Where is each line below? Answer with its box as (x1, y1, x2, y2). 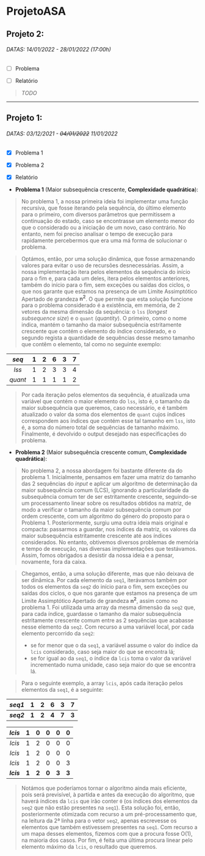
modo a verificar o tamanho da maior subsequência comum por (21, 506, 182, 513)
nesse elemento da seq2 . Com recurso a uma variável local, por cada (21, 623, 194, 631)
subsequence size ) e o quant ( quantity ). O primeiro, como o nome (21, 314, 187, 322)
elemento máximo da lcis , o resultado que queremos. (21, 843, 157, 850)
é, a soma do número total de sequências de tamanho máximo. (21, 424, 180, 431)
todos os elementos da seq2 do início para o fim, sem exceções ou (21, 583, 189, 591)
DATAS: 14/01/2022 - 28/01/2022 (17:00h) (6, 46, 112, 53)
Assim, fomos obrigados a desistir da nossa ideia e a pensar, (21, 551, 174, 559)
